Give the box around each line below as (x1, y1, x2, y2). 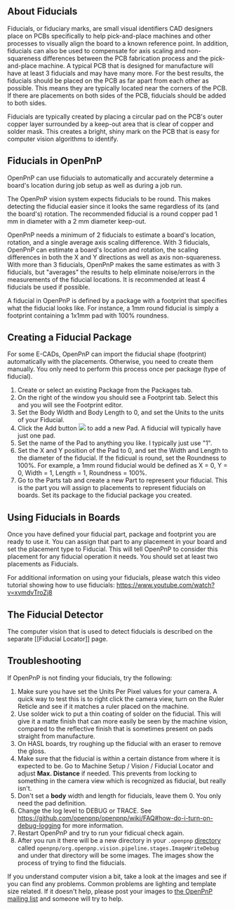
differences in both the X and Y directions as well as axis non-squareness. (7, 252, 222, 262)
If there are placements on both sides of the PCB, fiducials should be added (7, 91, 227, 100)
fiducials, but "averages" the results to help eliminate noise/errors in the (7, 268, 215, 276)
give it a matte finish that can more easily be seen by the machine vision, (17, 717, 228, 725)
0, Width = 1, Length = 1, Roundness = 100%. (17, 469, 147, 477)
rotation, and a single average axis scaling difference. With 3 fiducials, (7, 238, 210, 246)
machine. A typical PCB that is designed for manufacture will (38, 61, 214, 69)
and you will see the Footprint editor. (17, 401, 123, 409)
